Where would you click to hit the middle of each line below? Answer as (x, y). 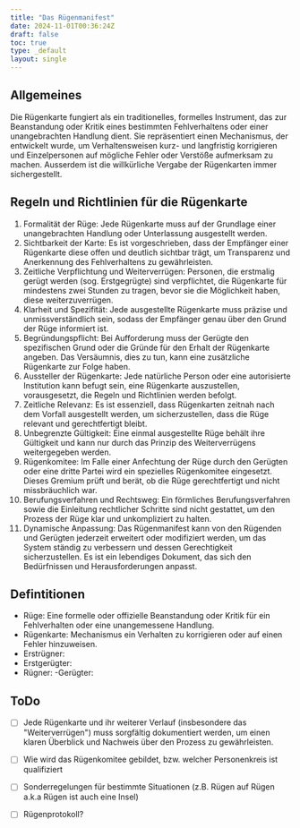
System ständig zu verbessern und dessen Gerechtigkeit (128, 547)
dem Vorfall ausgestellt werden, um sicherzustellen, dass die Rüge (146, 414)
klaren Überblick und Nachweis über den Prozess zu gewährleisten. (148, 742)
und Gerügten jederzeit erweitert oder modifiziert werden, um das (145, 537)
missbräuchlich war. (60, 490)
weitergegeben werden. (67, 452)
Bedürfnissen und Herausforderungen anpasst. (110, 566)
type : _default (39, 51)
